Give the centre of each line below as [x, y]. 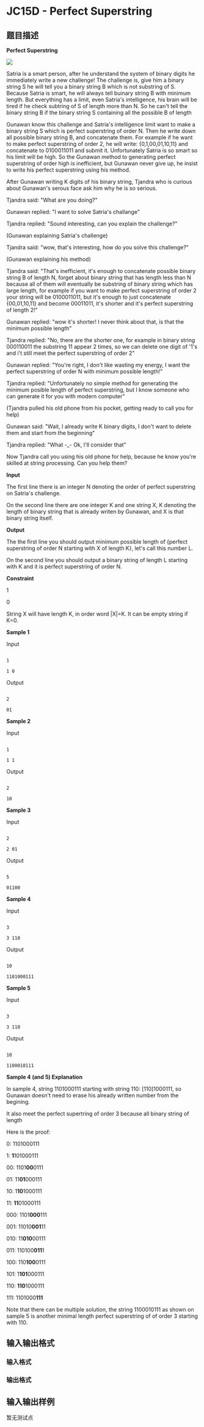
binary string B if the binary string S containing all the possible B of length [99, 112]
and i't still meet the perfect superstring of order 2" [71, 353]
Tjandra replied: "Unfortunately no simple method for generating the [92, 383]
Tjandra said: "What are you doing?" [52, 200]
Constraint [20, 578]
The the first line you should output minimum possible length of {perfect [97, 542]
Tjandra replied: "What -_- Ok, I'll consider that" [66, 445]
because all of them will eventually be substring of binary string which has [100, 284]
